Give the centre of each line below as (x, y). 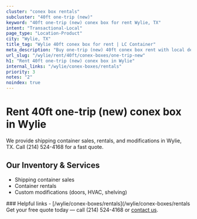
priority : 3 (21, 72)
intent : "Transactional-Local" (44, 28)
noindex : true (23, 83)
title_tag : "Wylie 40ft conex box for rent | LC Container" (81, 45)
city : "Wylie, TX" (28, 39)
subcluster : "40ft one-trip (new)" (50, 17)
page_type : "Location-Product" (44, 34)
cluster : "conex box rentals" (43, 11)
